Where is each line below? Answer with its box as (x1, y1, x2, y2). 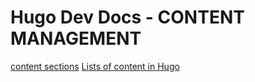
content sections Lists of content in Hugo (10, 60, 180, 72)
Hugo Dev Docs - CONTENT (10, 6, 245, 29)
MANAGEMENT (10, 27, 142, 50)
